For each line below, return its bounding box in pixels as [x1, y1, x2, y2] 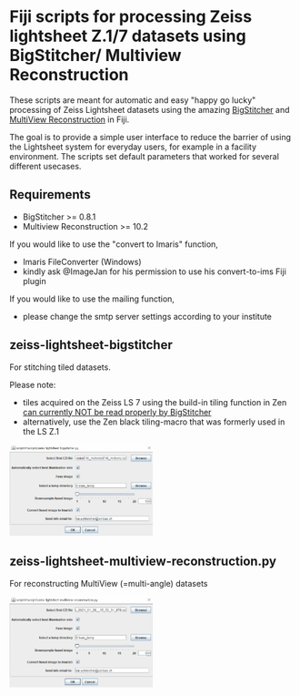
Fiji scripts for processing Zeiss [9, 6, 253, 27]
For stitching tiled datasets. [9, 362, 111, 373]
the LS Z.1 [22, 425, 59, 436]
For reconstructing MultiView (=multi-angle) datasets [9, 578, 208, 589]
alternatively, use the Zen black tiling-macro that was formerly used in [22, 416, 285, 427]
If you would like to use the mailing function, [9, 293, 175, 304]
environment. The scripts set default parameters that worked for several [9, 150, 280, 161]
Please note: [9, 379, 56, 390]
